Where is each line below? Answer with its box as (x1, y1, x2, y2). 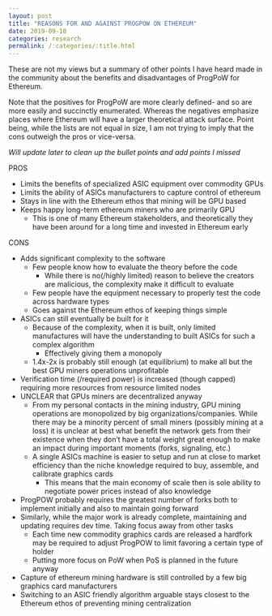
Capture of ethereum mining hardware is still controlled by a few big (19, 573, 247, 583)
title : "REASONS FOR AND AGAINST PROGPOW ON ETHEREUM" (8, 19, 198, 28)
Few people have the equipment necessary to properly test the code (32, 288, 261, 298)
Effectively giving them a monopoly (44, 348, 163, 358)
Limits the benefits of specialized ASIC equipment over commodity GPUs (19, 179, 264, 189)
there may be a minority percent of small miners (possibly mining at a (32, 417, 264, 427)
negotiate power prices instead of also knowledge (44, 486, 212, 496)
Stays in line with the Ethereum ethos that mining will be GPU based (19, 196, 247, 206)
